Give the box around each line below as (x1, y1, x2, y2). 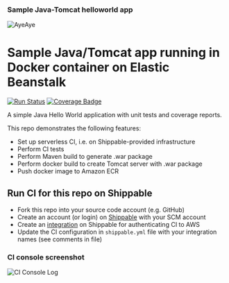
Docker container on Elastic (7, 60, 170, 76)
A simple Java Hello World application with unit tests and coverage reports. (7, 111, 222, 119)
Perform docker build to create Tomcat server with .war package (17, 160, 203, 168)
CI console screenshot (7, 252, 85, 261)
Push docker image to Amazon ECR (17, 167, 119, 175)
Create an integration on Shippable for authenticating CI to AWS (17, 221, 200, 229)
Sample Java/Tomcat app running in (7, 45, 220, 60)
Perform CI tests (17, 145, 65, 153)
